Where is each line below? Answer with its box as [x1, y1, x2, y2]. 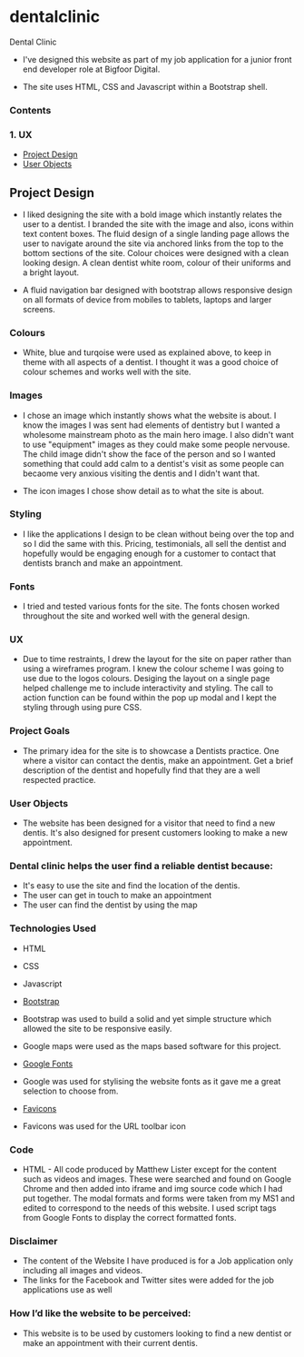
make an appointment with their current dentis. [22, 1337, 198, 1348]
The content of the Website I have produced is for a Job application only [22, 1255, 293, 1266]
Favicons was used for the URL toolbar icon [22, 1120, 186, 1132]
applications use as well [22, 1284, 113, 1295]
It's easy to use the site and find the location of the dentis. [22, 880, 240, 891]
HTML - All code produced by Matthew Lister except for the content [22, 1164, 277, 1174]
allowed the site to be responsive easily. [22, 1023, 172, 1034]
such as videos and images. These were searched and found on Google [22, 1174, 292, 1184]
